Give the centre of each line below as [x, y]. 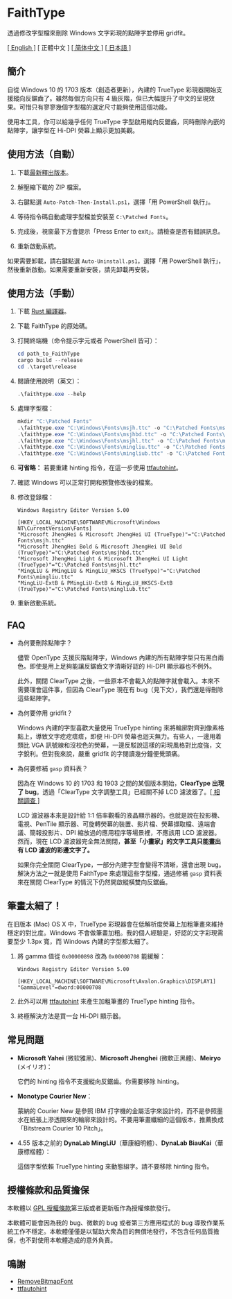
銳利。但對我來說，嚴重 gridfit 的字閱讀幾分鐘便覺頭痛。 [103, 753]
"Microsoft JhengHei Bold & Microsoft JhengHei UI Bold [99, 547]
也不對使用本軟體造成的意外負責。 [68, 1240]
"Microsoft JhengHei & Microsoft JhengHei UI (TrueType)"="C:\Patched [121, 535]
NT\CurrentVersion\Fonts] [54, 528]
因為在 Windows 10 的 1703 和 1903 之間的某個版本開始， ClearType [114, 783]
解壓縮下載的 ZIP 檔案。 [51, 187]
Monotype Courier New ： [55, 1096]
